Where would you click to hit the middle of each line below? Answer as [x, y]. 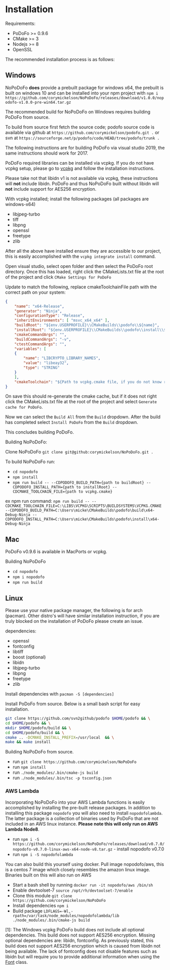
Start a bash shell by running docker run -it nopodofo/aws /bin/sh [83, 885]
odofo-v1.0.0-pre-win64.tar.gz [38, 102]
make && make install [28, 742]
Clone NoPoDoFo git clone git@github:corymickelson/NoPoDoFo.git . [79, 452]
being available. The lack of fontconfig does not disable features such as [81, 951]
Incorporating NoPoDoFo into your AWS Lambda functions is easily [75, 802]
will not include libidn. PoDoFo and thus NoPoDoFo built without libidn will [82, 184]
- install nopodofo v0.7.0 [139, 849]
